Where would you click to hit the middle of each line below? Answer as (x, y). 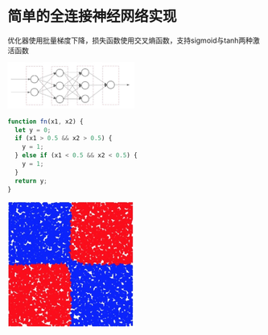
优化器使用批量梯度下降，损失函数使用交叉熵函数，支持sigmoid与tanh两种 (130, 40)
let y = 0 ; (33, 130)
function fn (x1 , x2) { (45, 122)
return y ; (31, 181)
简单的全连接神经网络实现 (93, 17)
